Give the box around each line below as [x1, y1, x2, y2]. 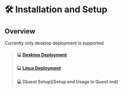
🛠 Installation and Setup [4, 4, 108, 15]
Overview [4, 27, 36, 35]
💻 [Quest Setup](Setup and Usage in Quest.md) [16, 79, 119, 85]
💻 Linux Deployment [16, 65, 61, 71]
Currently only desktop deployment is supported [4, 40, 104, 46]
